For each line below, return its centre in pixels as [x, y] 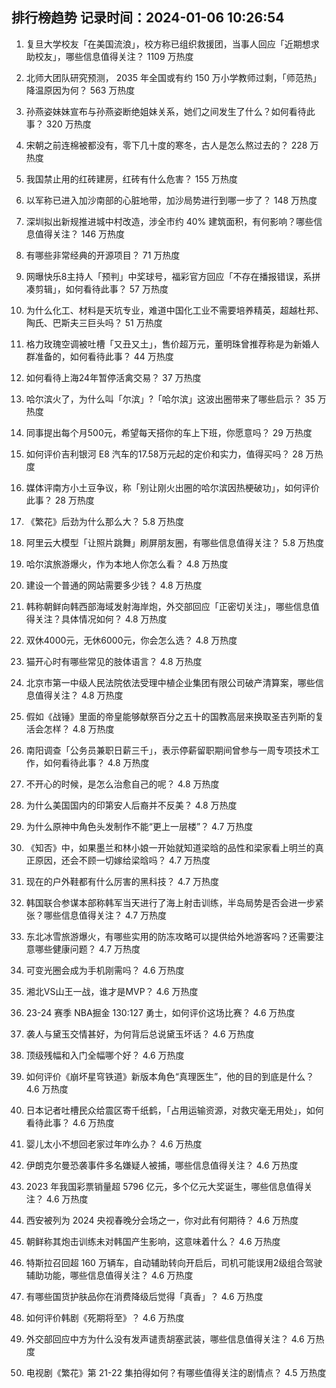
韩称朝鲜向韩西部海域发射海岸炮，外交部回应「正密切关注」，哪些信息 [168, 606]
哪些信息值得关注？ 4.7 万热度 [105, 915]
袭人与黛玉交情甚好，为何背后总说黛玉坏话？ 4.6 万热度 [140, 1034]
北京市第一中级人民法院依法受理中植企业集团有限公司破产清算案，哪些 [170, 682]
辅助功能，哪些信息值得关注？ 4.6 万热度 [109, 1275]
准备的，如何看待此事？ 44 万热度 [104, 356]
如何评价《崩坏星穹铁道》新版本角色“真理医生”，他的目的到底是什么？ [170, 1076]
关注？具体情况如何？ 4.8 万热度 [101, 619]
